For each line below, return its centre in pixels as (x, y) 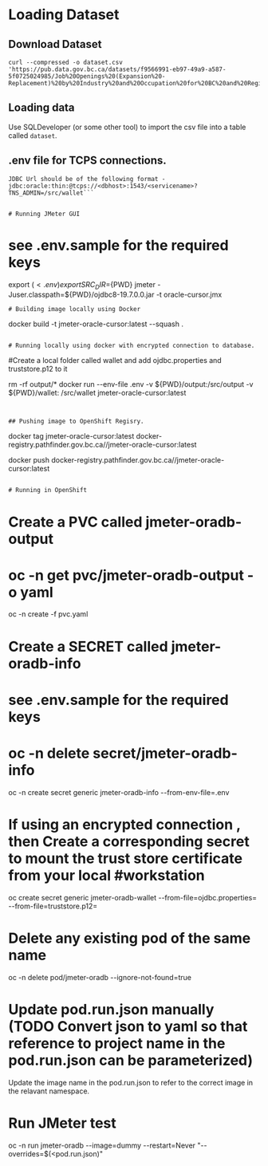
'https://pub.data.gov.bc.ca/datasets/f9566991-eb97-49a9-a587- (117, 69)
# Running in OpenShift (48, 490)
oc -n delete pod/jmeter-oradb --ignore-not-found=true (100, 977)
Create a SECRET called (89, 646)
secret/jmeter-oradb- (165, 753)
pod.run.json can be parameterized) (131, 1060)
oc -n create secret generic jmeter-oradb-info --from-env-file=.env (119, 792)
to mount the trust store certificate (126, 858)
